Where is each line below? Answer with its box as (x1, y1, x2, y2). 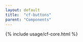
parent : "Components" (5, 17, 52, 22)
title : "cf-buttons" (5, 12, 52, 17)
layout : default (5, 7, 40, 13)
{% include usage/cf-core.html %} (5, 31, 78, 37)
